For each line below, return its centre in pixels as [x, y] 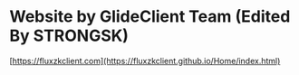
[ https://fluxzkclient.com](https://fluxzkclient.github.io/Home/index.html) [145, 61]
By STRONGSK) [69, 36]
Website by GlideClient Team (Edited [150, 17]
